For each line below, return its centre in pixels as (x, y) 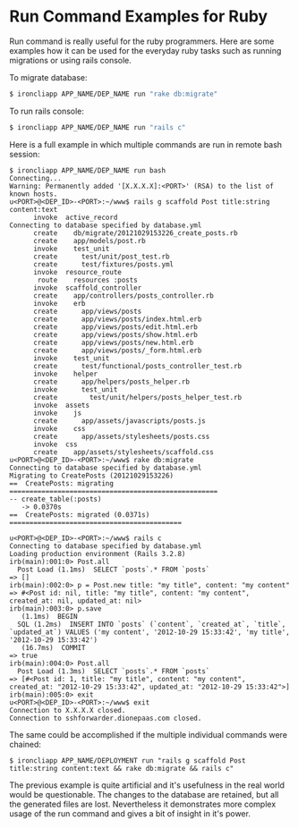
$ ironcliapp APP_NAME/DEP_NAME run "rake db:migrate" (114, 94)
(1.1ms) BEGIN (49, 616)
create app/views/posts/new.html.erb (113, 342)
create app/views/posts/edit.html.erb (115, 327)
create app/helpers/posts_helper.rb (111, 382)
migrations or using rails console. (71, 60)
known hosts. (34, 194)
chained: (26, 744)
